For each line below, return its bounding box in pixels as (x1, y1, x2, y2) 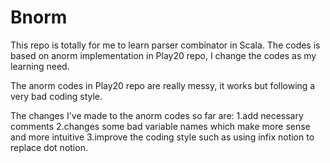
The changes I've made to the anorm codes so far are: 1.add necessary (10, 109, 304, 121)
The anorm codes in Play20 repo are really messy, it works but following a (10, 79, 316, 91)
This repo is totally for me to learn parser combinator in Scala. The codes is (10, 39, 321, 51)
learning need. (10, 60, 70, 72)
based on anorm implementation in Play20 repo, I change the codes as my (10, 49, 317, 61)
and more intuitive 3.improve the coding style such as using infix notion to (10, 131, 315, 143)
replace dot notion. (10, 141, 88, 153)
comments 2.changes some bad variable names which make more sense (10, 120, 311, 132)
